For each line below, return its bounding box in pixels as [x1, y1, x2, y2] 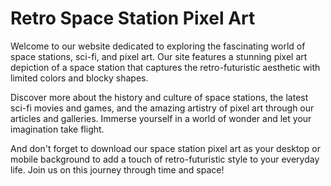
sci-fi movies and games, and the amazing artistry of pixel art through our [10, 102, 315, 114]
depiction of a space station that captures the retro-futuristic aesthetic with [10, 61, 321, 73]
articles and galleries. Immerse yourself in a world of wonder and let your [10, 112, 312, 124]
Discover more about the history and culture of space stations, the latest [10, 91, 309, 103]
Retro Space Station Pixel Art [10, 7, 256, 30]
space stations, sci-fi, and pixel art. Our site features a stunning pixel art [10, 50, 308, 62]
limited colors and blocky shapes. [10, 72, 149, 84]
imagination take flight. [10, 123, 105, 135]
